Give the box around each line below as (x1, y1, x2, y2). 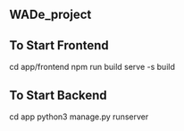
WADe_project (9, 7, 92, 22)
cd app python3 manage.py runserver (9, 111, 149, 122)
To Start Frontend (9, 38, 109, 53)
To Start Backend (9, 87, 107, 102)
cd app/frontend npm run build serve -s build (9, 62, 176, 73)
